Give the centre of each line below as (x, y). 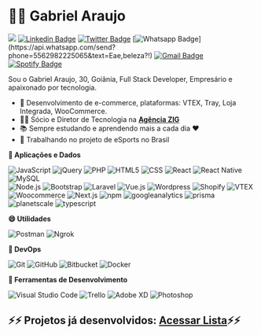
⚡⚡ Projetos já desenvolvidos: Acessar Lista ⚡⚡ (125, 320)
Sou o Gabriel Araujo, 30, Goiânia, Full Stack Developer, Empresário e (121, 79)
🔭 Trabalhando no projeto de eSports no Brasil (94, 139)
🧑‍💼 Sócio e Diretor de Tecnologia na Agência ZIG (99, 119)
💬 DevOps (25, 249)
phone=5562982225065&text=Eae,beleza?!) (81, 55)
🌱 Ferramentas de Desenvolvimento (68, 279)
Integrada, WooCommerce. (63, 111)
